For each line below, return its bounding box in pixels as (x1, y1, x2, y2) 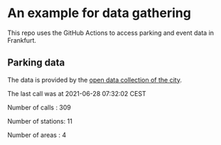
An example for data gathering (7, 5, 192, 21)
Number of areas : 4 (7, 130, 66, 139)
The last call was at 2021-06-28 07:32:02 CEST (7, 89, 147, 97)
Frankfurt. (7, 36, 37, 44)
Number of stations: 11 (7, 117, 72, 125)
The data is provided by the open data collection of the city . (7, 75, 183, 84)
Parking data (7, 57, 65, 69)
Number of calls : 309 (7, 103, 71, 112)
